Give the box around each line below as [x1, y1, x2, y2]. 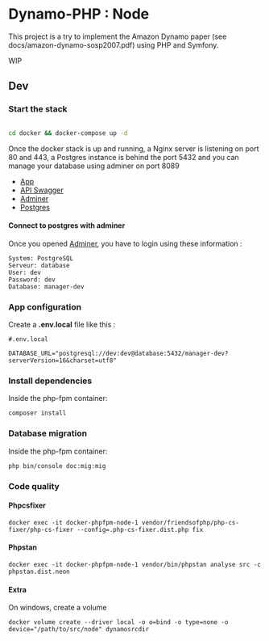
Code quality [8, 480, 60, 491]
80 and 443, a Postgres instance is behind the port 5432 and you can [8, 152, 239, 162]
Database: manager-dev [8, 282, 85, 291]
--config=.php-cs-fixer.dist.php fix [77, 525, 204, 533]
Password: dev [8, 276, 56, 284]
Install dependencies [8, 375, 93, 386]
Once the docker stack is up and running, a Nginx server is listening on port [8, 143, 259, 154]
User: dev [8, 268, 42, 276]
